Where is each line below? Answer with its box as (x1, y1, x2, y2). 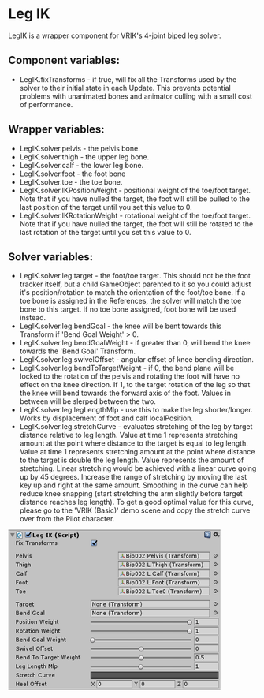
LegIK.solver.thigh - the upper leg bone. (19, 151, 150, 162)
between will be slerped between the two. (19, 397, 156, 406)
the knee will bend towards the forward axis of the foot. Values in (19, 388, 231, 398)
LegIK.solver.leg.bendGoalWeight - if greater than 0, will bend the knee (19, 338, 251, 348)
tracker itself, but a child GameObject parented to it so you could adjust (19, 279, 251, 289)
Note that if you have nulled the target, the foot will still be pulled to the (19, 194, 251, 203)
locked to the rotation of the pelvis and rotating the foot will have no (19, 371, 240, 381)
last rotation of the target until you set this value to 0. (19, 227, 191, 237)
